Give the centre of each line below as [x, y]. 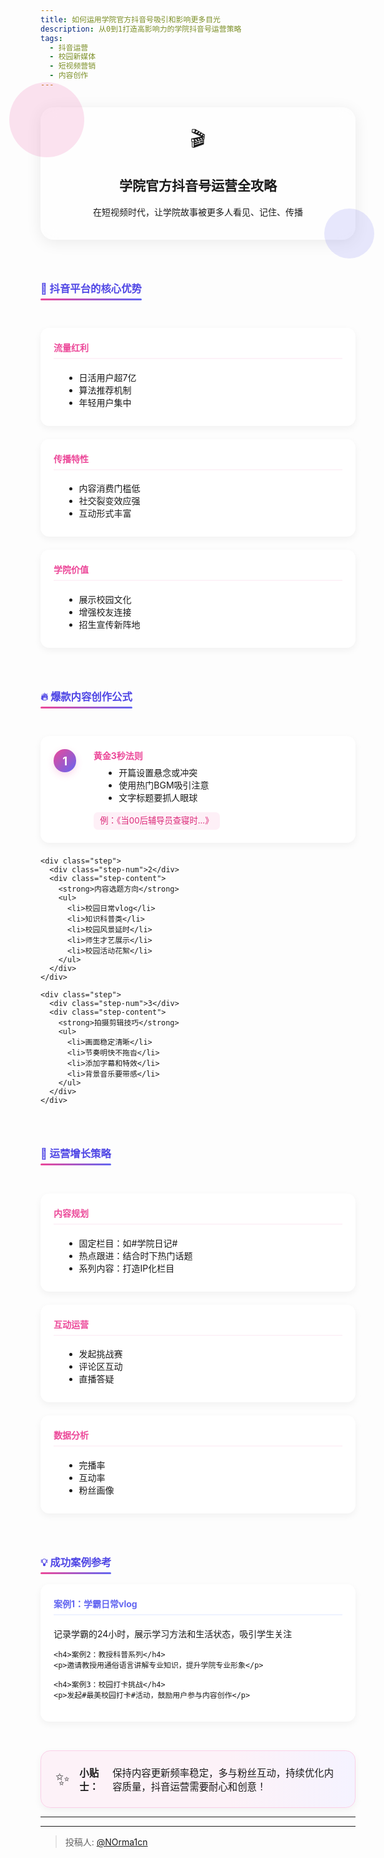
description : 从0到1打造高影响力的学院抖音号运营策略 [141, 29]
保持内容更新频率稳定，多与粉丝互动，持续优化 [218, 1773]
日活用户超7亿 [107, 377]
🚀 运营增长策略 [76, 1154]
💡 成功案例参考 [76, 1562]
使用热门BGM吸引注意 [164, 785]
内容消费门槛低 [109, 488]
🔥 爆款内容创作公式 [86, 696]
